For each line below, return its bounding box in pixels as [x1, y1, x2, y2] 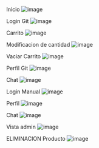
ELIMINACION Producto [6, 135, 66, 142]
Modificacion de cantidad [6, 41, 70, 48]
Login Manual [6, 88, 41, 95]
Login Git [6, 18, 29, 24]
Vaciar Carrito [6, 53, 41, 60]
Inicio [6, 6, 20, 13]
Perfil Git [6, 64, 29, 72]
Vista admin [6, 123, 36, 130]
